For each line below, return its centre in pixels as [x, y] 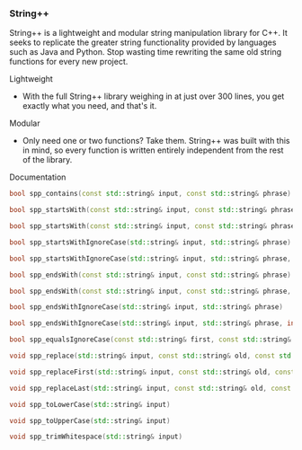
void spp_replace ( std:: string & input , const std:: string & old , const [142, 356]
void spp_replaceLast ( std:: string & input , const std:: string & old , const [151, 388]
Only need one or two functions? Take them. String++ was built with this [156, 141]
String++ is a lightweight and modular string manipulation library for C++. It [148, 33]
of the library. [47, 160]
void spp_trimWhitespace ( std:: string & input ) [96, 437]
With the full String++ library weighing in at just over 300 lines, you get [153, 96]
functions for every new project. [69, 62]
